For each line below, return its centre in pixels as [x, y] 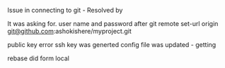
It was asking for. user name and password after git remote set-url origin [113, 23]
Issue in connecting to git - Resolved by [65, 10]
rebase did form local [38, 58]
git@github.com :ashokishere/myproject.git [70, 31]
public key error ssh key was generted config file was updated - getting [112, 45]
